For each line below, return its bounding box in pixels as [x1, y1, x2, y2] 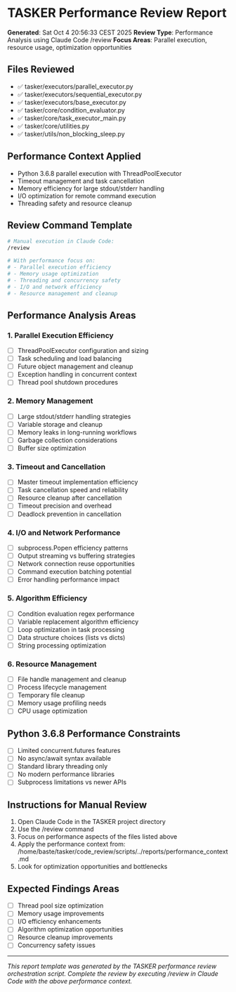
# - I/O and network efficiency [7, 283, 102, 290]
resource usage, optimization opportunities [7, 43, 132, 51]
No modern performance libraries [17, 770, 114, 778]
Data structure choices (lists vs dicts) [17, 633, 126, 641]
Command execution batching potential [17, 567, 132, 576]
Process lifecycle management [17, 683, 107, 692]
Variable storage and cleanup [17, 420, 103, 428]
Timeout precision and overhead [17, 501, 112, 510]
